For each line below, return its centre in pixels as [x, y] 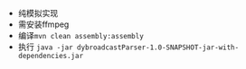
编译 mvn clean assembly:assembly [81, 35]
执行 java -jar [46, 47]
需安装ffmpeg [43, 24]
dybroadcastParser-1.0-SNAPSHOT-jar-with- [158, 47]
